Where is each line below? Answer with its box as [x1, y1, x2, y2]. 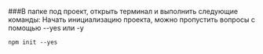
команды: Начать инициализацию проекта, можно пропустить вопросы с [8, 15, 256, 24]
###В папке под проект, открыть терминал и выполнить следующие [8, 7, 238, 16]
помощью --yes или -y [8, 23, 84, 32]
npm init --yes [8, 38, 58, 46]
